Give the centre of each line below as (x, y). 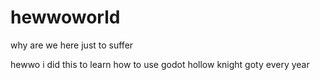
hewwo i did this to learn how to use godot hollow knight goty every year (160, 64)
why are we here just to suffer (72, 45)
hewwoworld (65, 17)
